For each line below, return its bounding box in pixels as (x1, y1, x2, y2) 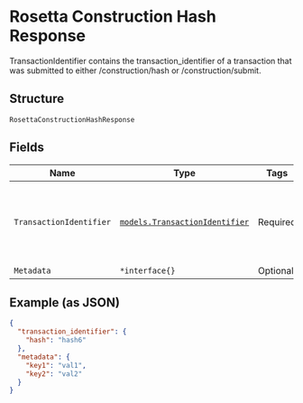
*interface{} (119, 265, 176, 276)
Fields (9, 140, 45, 155)
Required (258, 215, 297, 228)
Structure (9, 91, 65, 107)
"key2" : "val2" (25, 369, 83, 379)
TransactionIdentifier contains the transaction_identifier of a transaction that (9, 55, 292, 66)
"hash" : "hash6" (25, 336, 87, 345)
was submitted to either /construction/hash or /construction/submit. (9, 65, 262, 76)
